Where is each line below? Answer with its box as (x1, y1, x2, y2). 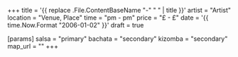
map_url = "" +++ (7, 42, 59, 50)
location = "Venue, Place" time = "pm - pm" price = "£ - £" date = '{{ (7, 13, 209, 22)
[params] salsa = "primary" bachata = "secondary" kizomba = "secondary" (7, 34, 228, 43)
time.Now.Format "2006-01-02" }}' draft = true (7, 21, 144, 29)
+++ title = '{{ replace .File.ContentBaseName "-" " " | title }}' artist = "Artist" (7, 6, 232, 14)
